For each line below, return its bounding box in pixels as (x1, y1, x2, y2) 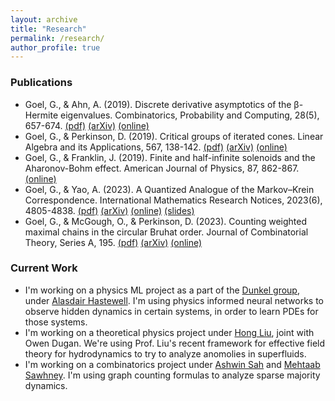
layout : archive (10, 14, 78, 25)
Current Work (10, 261, 78, 275)
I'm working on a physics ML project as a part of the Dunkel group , (24, 284, 300, 296)
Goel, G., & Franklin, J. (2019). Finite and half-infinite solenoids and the (24, 151, 316, 163)
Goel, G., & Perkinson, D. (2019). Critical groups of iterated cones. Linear (24, 130, 324, 142)
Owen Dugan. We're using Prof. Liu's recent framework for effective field (24, 337, 326, 349)
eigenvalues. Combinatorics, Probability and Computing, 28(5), (60, 109, 320, 121)
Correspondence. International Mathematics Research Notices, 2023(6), (24, 194, 323, 206)
